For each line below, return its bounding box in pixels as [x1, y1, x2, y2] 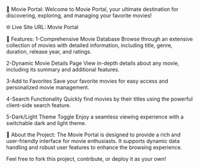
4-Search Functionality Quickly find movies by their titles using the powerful [6, 95, 193, 102]
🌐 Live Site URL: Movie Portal [6, 24, 79, 30]
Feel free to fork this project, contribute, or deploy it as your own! [6, 155, 166, 162]
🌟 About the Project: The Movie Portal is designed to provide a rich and [6, 131, 181, 138]
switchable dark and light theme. [6, 120, 86, 126]
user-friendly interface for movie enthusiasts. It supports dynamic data [6, 138, 180, 144]
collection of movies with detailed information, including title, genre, [6, 42, 173, 49]
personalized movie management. [6, 84, 89, 91]
